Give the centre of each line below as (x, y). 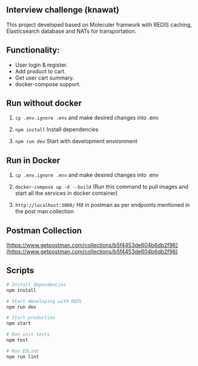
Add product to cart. (40, 71)
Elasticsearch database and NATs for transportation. (71, 31)
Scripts (20, 270)
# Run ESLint (23, 351)
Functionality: (33, 50)
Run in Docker (33, 160)
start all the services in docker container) (66, 193)
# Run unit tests (28, 334)
